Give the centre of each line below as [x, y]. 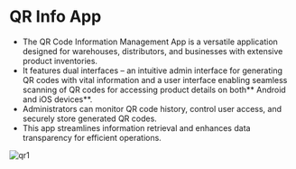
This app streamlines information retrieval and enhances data [136, 127]
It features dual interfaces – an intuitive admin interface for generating [152, 70]
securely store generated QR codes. [90, 118]
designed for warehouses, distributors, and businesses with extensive [153, 51]
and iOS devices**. [57, 99]
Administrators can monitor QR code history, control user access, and [152, 108]
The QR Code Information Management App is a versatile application [150, 42]
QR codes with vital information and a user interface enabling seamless [155, 80]
